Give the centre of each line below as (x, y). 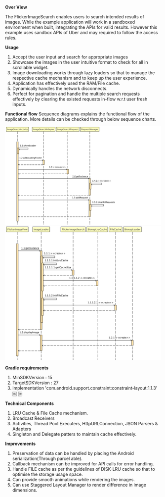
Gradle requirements (27, 368)
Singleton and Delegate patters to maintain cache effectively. (74, 434)
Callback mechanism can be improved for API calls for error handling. (83, 464)
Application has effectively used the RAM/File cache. (66, 83)
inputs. (19, 104)
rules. (11, 38)
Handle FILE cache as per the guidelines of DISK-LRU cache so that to (83, 469)
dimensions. (25, 490)
